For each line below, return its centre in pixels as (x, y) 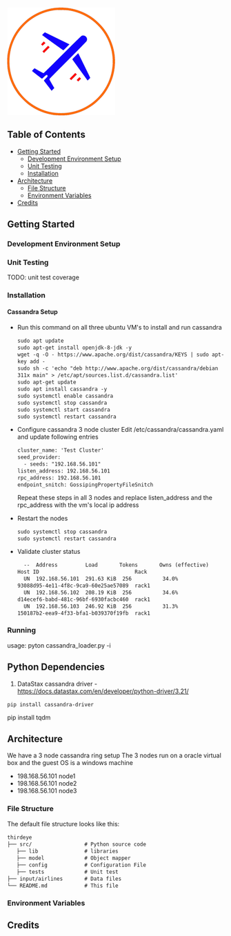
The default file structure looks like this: (63, 824)
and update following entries (58, 437)
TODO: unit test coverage (43, 277)
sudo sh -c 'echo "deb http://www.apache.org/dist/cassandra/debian (118, 368)
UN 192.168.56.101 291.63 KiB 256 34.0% (101, 579)
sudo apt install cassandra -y (62, 389)
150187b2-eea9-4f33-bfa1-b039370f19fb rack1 (83, 613)
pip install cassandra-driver (51, 704)
